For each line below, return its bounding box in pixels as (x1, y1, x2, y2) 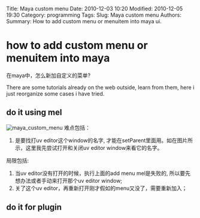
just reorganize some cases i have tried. (6, 90, 105, 97)
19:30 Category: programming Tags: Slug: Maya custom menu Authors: (6, 11, 181, 19)
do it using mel (6, 108, 62, 118)
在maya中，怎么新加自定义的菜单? (6, 72, 91, 79)
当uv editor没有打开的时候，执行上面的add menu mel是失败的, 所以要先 (14, 170, 190, 177)
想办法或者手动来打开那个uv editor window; (14, 177, 123, 184)
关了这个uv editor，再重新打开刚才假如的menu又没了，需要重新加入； (14, 185, 187, 192)
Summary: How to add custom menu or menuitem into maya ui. (6, 18, 162, 24)
